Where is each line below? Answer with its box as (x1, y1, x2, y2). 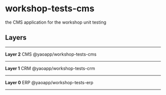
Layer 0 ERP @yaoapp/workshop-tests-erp (5, 79, 94, 85)
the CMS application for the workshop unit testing (5, 19, 107, 25)
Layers (5, 33, 27, 42)
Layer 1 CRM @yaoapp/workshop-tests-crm (5, 65, 95, 71)
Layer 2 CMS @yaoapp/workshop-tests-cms (5, 51, 97, 57)
